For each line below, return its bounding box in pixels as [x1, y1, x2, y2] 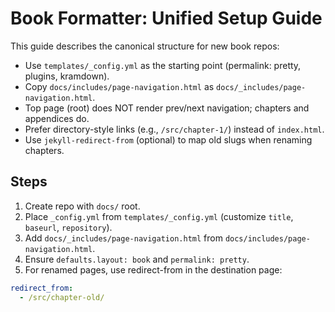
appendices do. [24, 112, 90, 124]
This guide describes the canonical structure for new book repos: [10, 40, 280, 52]
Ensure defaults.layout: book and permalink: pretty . [24, 253, 250, 265]
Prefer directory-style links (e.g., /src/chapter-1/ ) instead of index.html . [24, 123, 325, 135]
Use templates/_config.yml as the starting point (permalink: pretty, [24, 59, 302, 71]
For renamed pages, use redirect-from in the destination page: [24, 263, 283, 276]
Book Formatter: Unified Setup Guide [10, 7, 323, 30]
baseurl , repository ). [24, 221, 113, 233]
